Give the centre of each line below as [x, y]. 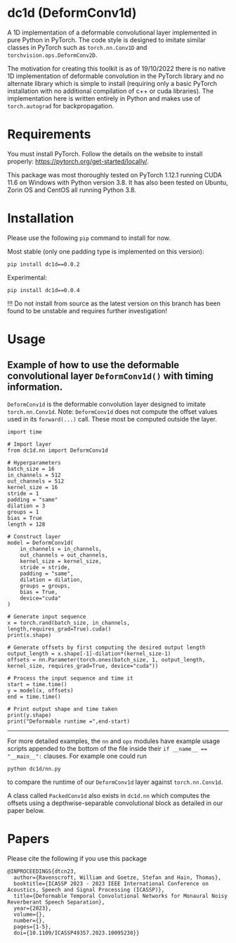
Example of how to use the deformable [93, 365]
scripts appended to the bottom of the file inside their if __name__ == [107, 748]
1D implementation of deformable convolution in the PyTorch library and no [116, 76]
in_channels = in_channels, [61, 549]
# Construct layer [34, 536]
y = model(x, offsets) [40, 690]
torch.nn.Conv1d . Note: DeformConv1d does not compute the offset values [112, 411]
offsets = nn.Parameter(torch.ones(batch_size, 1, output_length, [106, 659]
